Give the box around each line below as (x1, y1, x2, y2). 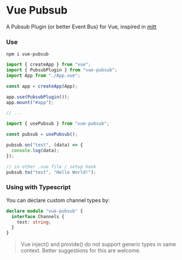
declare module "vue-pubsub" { (6, 208, 83, 214)
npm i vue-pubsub (6, 51, 49, 57)
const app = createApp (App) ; (6, 83, 78, 89)
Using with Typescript (6, 183, 71, 191)
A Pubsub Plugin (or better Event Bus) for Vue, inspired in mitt (6, 23, 157, 30)
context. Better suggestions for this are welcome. (20, 247, 141, 254)
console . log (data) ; (11, 147, 60, 154)
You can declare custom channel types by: (6, 196, 110, 204)
